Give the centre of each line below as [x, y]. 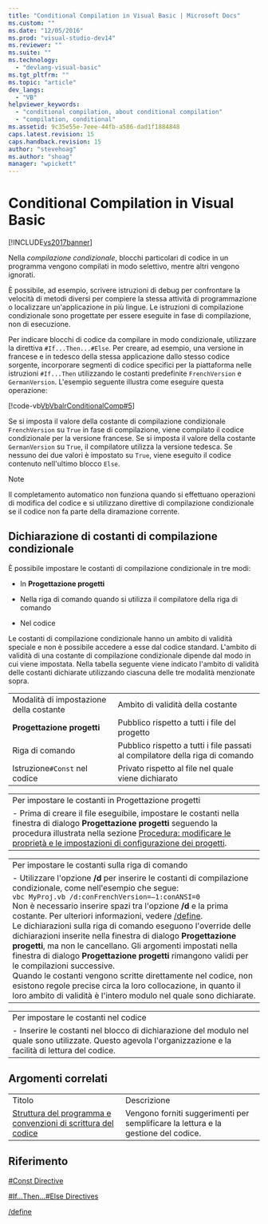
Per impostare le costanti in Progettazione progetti [106, 800]
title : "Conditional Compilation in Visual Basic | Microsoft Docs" [124, 16]
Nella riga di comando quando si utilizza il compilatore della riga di [128, 599]
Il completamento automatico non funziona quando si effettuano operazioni [132, 494]
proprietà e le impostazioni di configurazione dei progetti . [120, 843]
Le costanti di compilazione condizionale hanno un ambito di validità [120, 638]
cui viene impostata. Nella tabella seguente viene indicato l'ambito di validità [134, 663]
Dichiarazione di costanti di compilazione [113, 536]
